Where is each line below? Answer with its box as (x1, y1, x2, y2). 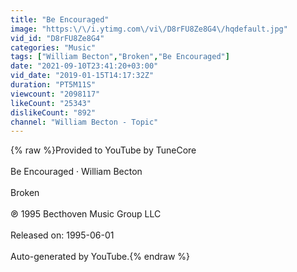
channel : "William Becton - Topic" (10, 117, 159, 127)
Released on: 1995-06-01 (10, 229, 115, 241)
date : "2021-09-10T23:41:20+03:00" (10, 61, 159, 71)
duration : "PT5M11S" (10, 80, 97, 90)
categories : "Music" (10, 42, 97, 53)
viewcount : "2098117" (10, 89, 101, 99)
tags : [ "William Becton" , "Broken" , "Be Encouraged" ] (10, 52, 230, 62)
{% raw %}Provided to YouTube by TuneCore (10, 144, 197, 156)
